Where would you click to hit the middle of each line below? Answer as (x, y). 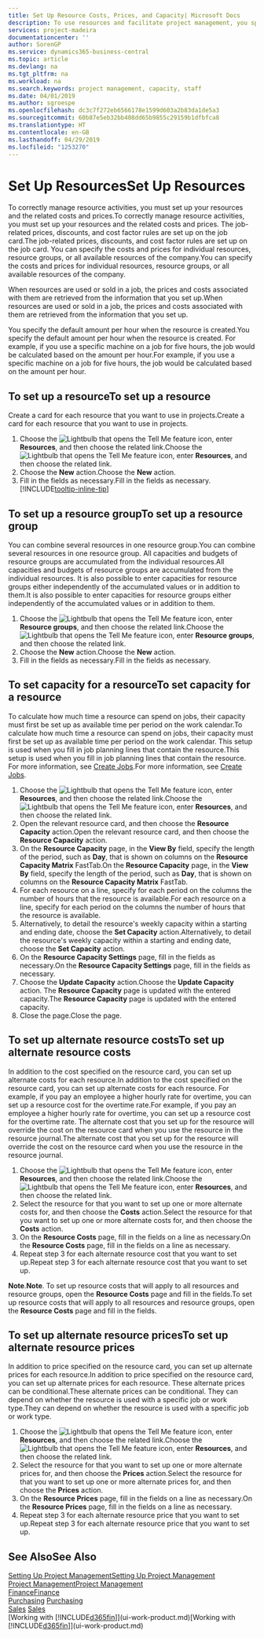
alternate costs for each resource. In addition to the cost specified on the (125, 1080)
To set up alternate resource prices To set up (118, 1335)
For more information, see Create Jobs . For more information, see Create (125, 766)
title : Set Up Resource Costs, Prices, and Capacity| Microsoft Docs (125, 15)
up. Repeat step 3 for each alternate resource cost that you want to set (133, 1262)
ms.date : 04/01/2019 (42, 96)
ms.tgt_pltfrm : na (38, 74)
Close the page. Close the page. (70, 1015)
